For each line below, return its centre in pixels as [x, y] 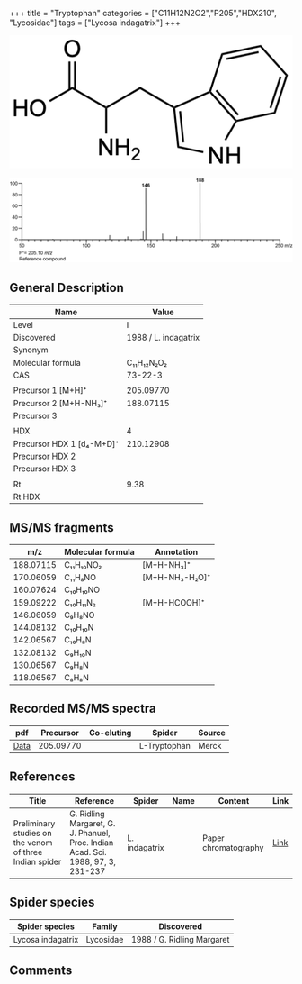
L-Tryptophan [164, 746]
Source [212, 733]
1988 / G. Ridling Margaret [180, 940]
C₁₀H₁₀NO [82, 590]
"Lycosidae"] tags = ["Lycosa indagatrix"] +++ [95, 23]
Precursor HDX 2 [44, 456]
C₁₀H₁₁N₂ [80, 602]
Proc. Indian [91, 843]
